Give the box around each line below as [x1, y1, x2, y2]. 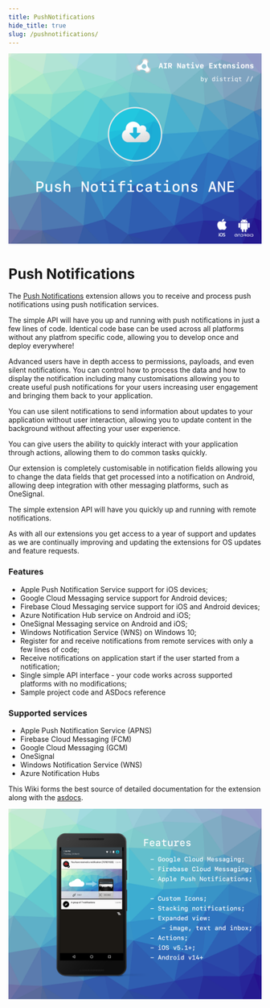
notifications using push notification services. [8, 300, 159, 309]
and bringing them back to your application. [8, 391, 153, 400]
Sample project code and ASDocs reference [19, 687, 166, 697]
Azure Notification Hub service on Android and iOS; [19, 610, 191, 620]
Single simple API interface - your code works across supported [19, 670, 233, 680]
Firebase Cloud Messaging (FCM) [19, 734, 133, 744]
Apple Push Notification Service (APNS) [19, 725, 153, 735]
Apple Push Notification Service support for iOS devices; [19, 584, 209, 594]
